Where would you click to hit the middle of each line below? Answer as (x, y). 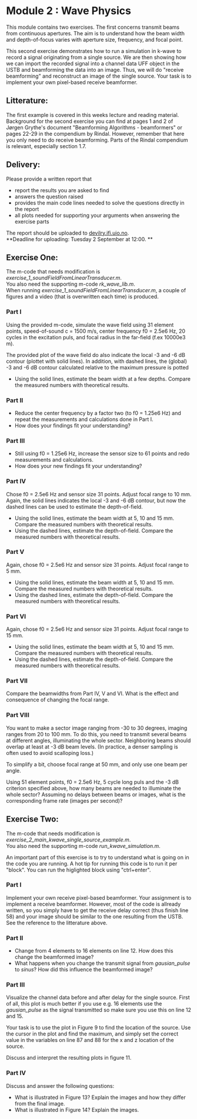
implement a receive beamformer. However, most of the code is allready (94, 904)
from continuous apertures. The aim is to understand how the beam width (96, 33)
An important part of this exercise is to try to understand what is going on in (98, 857)
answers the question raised (49, 196)
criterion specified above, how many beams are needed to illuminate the (94, 788)
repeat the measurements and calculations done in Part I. (84, 419)
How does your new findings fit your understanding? (78, 466)
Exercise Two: (32, 819)
